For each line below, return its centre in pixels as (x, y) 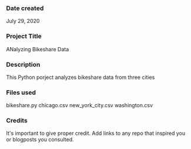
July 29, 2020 (23, 21)
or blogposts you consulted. (40, 140)
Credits (17, 121)
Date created (25, 8)
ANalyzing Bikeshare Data (38, 49)
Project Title (24, 37)
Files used (21, 92)
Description (23, 64)
